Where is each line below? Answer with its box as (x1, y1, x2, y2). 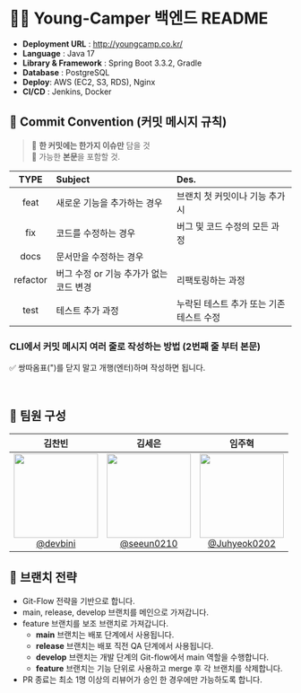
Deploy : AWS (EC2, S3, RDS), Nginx (21, 76, 156, 87)
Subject (56, 172, 90, 185)
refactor (13, 273, 47, 285)
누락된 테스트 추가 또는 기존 (176, 297, 286, 310)
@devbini (35, 537, 76, 549)
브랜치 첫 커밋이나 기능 (176, 189, 267, 202)
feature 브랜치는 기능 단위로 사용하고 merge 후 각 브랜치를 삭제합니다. (35, 662, 283, 673)
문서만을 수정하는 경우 (56, 250, 144, 263)
